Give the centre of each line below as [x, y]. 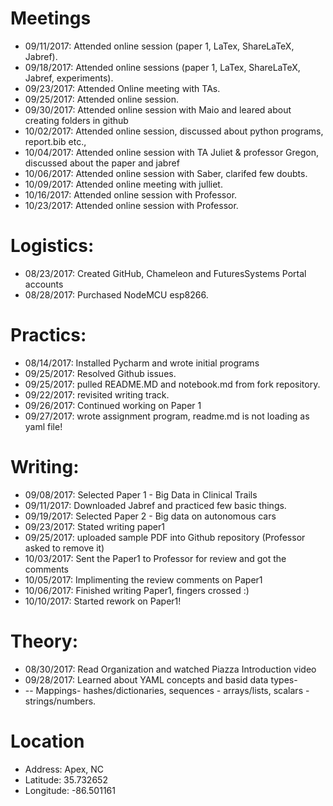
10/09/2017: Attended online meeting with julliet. [123, 184]
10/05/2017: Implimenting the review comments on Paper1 [143, 579]
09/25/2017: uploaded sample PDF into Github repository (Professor [165, 537]
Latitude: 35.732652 [66, 779]
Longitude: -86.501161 [70, 790]
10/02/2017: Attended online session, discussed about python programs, [174, 131]
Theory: [44, 641]
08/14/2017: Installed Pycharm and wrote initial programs [142, 363]
